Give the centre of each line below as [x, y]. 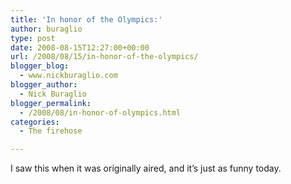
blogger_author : [44, 85]
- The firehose [51, 131]
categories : [35, 122]
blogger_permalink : [51, 103]
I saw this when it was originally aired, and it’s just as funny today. [146, 168]
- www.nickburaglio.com [68, 76]
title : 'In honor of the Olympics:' [86, 19]
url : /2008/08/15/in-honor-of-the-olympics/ [104, 57]
